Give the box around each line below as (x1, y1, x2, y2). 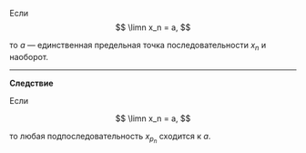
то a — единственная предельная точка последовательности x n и (9, 40, 267, 53)
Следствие (9, 77, 54, 88)
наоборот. (9, 51, 48, 62)
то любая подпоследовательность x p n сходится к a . (9, 130, 211, 145)
